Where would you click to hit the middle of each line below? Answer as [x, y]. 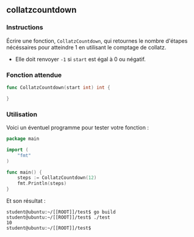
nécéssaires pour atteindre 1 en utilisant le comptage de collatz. [86, 47]
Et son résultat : [26, 201]
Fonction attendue [34, 75]
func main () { [24, 172]
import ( [17, 150]
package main [23, 139]
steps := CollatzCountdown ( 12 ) [57, 178]
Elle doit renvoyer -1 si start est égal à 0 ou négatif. [81, 59]
